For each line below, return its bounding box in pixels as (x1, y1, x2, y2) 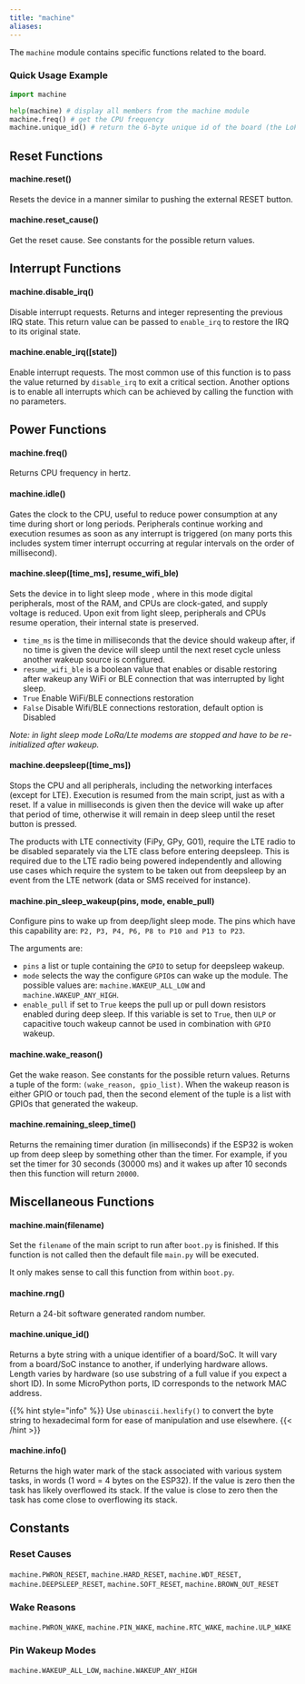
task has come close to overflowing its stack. (9, 1494, 179, 1505)
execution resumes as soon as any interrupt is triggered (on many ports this (9, 527, 293, 538)
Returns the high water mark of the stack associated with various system (9, 1465, 282, 1476)
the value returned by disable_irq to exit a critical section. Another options (9, 376, 290, 387)
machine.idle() (9, 488, 66, 499)
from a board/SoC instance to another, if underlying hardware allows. (9, 1358, 269, 1369)
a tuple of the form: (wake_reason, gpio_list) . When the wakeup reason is (9, 1078, 290, 1089)
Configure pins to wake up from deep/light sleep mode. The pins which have (9, 916, 296, 927)
